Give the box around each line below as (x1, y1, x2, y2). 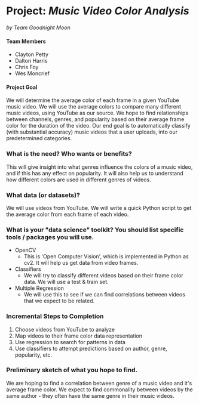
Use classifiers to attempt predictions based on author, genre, (14, 345, 167, 352)
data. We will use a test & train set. (23, 279, 109, 286)
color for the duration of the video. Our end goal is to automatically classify (6, 122, 191, 129)
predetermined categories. (6, 135, 72, 142)
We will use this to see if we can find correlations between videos (23, 291, 185, 298)
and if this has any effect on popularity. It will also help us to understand (6, 169, 183, 177)
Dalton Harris (14, 57, 48, 64)
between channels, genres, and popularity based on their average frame (6, 116, 185, 123)
